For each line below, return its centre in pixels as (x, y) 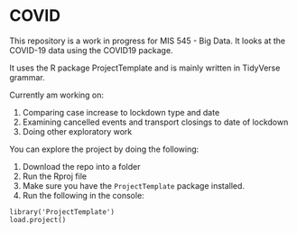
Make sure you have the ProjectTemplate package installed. (134, 185)
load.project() (38, 219)
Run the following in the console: (83, 195)
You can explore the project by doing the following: (104, 149)
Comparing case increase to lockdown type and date (121, 112)
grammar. (27, 77)
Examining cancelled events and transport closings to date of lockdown (155, 122)
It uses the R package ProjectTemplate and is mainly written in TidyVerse (145, 68)
